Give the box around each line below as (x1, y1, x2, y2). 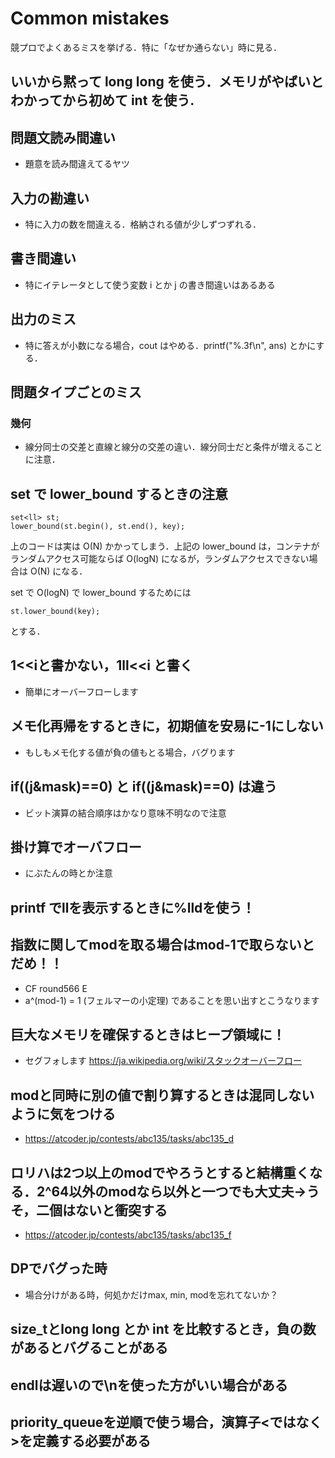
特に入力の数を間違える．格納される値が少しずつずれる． (24, 218, 262, 230)
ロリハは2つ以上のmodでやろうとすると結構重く (10, 1164, 310, 1181)
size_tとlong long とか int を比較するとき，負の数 (10, 1321, 317, 1338)
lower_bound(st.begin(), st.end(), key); (10, 522, 186, 532)
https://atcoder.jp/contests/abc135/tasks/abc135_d (24, 1133, 234, 1145)
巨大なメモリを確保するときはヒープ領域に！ (10, 1026, 286, 1043)
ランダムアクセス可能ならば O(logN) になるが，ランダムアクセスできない (10, 553, 310, 565)
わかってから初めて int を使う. (10, 92, 195, 109)
